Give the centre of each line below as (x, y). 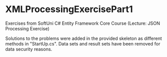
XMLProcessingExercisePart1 (69, 9)
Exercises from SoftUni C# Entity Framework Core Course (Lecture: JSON (83, 23)
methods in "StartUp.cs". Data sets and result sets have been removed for (83, 43)
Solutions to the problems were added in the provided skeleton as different (83, 38)
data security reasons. (29, 49)
